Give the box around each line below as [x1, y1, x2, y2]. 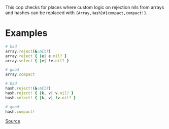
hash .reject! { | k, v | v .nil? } [5, 91, 74, 96]
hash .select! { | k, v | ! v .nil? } [5, 95, 76, 100]
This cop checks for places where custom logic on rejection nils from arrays [5, 5, 164, 10]
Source [5, 118, 20, 124]
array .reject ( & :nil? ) [5, 49, 51, 54]
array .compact [5, 72, 36, 77]
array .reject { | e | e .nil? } [5, 53, 67, 59]
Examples [5, 27, 48, 39]
